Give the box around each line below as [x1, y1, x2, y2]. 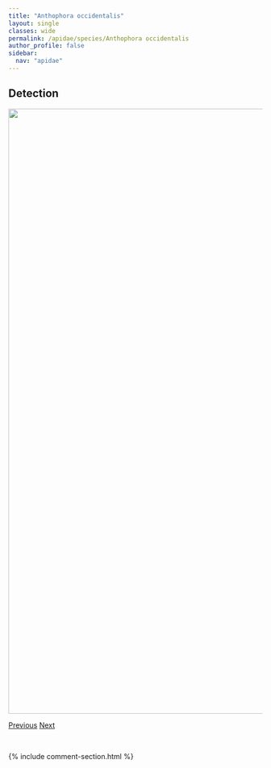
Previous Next [8, 720, 56, 730]
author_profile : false [8, 42, 85, 50]
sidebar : [8, 49, 38, 57]
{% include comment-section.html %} [8, 751, 135, 761]
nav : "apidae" [15, 57, 63, 65]
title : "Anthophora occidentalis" [8, 11, 125, 20]
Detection [8, 86, 59, 101]
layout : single [8, 19, 60, 27]
